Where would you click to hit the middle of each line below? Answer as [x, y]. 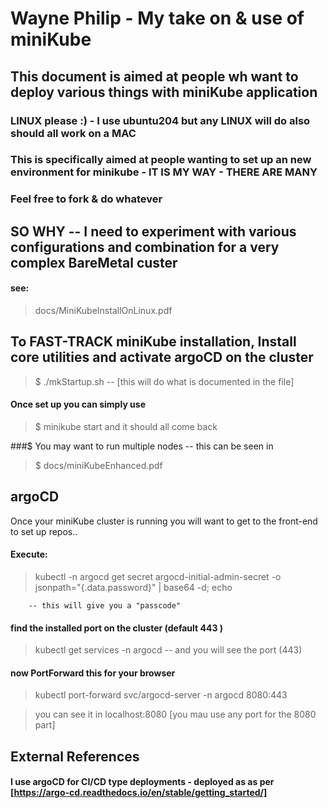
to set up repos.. [44, 531]
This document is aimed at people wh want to [154, 76]
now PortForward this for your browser [93, 673]
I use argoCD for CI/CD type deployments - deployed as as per [142, 782]
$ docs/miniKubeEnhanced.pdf [98, 465]
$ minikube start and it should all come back [126, 426]
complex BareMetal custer [94, 262]
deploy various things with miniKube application [164, 92]
